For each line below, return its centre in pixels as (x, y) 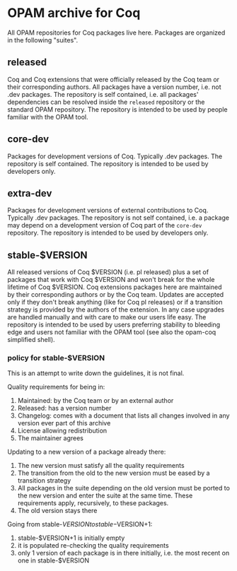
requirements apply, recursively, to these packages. (93, 503)
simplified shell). (31, 340)
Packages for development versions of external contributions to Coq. (108, 211)
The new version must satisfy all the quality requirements (101, 466)
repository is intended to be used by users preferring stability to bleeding (114, 325)
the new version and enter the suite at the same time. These (105, 495)
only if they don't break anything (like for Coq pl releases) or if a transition (115, 302)
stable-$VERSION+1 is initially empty (71, 538)
